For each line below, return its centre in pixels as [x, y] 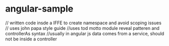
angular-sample [39, 9]
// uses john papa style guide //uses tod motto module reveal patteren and [82, 28]
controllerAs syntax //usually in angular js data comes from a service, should [85, 33]
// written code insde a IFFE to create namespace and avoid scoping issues [83, 23]
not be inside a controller [31, 39]
